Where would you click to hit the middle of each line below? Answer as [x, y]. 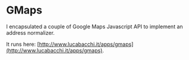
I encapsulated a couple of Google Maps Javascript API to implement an [94, 26]
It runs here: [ [23, 44]
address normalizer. [31, 32]
